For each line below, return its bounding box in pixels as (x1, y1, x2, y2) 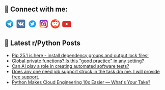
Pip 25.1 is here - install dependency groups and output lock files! (11, 52, 149, 58)
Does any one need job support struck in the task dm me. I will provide (11, 68, 160, 74)
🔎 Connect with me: (4, 5, 68, 14)
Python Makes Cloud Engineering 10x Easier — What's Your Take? (11, 79, 151, 85)
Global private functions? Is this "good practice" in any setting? (11, 58, 144, 64)
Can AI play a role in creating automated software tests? (11, 63, 130, 69)
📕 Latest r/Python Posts (4, 39, 81, 48)
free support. (11, 74, 40, 80)
